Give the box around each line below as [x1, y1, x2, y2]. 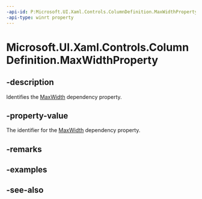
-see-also [6, 185, 44, 195]
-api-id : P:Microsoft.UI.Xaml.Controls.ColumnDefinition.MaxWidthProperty [6, 8, 198, 15]
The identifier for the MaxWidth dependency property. [6, 127, 141, 134]
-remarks [6, 144, 42, 154]
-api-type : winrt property [6, 14, 74, 21]
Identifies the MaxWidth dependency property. [6, 93, 122, 100]
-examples [6, 165, 47, 175]
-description [6, 77, 54, 87]
